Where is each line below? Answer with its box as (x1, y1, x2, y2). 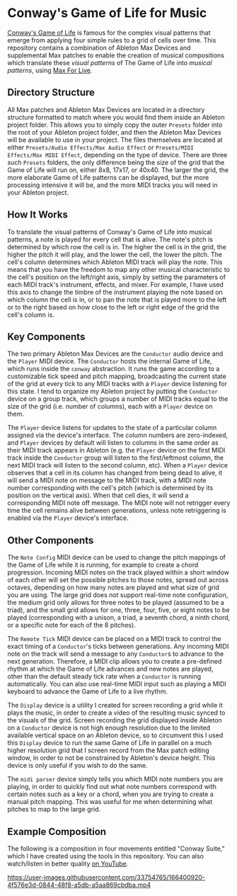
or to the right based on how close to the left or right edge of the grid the (7, 302, 219, 311)
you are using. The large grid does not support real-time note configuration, (7, 591, 229, 599)
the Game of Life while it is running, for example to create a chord (7, 561, 199, 569)
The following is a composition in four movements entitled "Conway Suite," (7, 844, 225, 853)
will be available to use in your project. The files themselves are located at (7, 135, 223, 144)
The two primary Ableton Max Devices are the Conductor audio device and (7, 349, 224, 358)
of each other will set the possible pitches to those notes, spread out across (7, 576, 229, 584)
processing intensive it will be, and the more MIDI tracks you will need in (7, 181, 218, 189)
